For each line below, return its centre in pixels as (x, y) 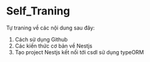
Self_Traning (38, 11)
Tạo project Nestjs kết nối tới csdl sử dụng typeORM (79, 52)
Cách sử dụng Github (41, 39)
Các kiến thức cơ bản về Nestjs (54, 46)
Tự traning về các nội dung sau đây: (50, 28)
